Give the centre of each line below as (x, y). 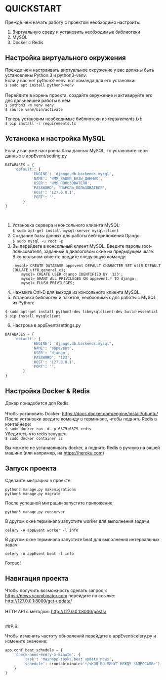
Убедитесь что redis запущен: (37, 434)
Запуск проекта (31, 469)
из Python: (23, 303)
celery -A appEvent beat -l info (40, 554)
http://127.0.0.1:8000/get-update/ (39, 601)
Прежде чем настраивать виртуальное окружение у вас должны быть (80, 70)
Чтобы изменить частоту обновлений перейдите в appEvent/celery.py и (81, 635)
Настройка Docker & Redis (47, 391)
